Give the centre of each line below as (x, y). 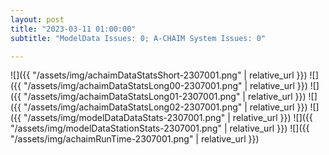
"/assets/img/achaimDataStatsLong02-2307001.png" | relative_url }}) (165, 107)
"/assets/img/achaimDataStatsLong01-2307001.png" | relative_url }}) (165, 97)
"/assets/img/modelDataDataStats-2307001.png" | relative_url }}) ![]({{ (168, 118)
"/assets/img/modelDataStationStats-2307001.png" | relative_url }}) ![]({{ (160, 128)
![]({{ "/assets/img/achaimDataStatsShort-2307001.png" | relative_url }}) (159, 75)
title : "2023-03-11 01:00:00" (73, 29)
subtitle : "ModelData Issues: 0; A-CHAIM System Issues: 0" (138, 38)
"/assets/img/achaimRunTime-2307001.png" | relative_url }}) (135, 139)
